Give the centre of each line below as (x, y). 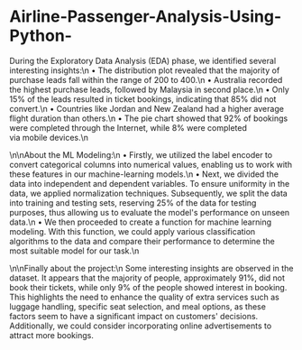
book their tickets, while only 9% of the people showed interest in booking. (148, 287)
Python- (41, 36)
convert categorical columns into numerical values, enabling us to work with (151, 164)
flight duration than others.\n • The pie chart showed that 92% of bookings (149, 118)
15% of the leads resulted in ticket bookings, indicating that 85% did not (143, 99)
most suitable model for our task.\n (74, 251)
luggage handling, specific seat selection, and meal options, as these (137, 306)
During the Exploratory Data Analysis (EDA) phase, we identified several (143, 60)
